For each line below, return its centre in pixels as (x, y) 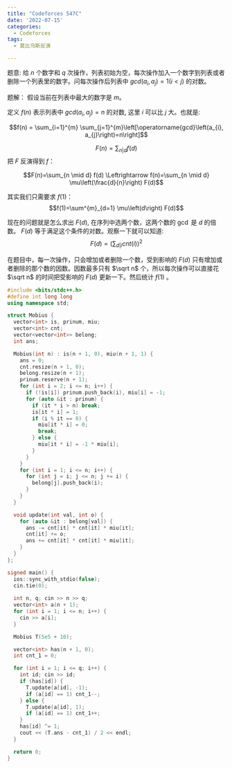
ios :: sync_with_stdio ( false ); (57, 579)
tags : (15, 40)
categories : (24, 26)
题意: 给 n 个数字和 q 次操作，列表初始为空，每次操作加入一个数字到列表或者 (116, 73)
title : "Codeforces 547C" (44, 14)
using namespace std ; (38, 303)
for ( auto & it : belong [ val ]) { (66, 521)
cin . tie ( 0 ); (31, 585)
